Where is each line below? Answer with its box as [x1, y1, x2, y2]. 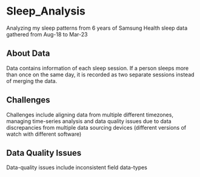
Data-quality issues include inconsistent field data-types [6, 164, 147, 171]
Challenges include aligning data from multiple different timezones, [6, 111, 174, 118]
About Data [6, 48, 50, 59]
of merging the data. [6, 77, 58, 84]
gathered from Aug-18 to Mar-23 [6, 30, 88, 38]
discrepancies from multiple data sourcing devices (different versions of [6, 124, 187, 131]
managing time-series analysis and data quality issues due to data [6, 117, 172, 125]
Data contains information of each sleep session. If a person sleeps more [6, 64, 189, 72]
